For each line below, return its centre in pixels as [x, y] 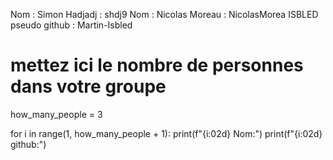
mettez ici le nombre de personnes [157, 65]
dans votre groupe [88, 86]
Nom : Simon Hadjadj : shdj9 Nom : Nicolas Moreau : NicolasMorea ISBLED [164, 14]
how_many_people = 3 [56, 114]
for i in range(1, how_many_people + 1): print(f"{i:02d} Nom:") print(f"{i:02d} [166, 133]
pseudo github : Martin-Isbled [71, 25]
